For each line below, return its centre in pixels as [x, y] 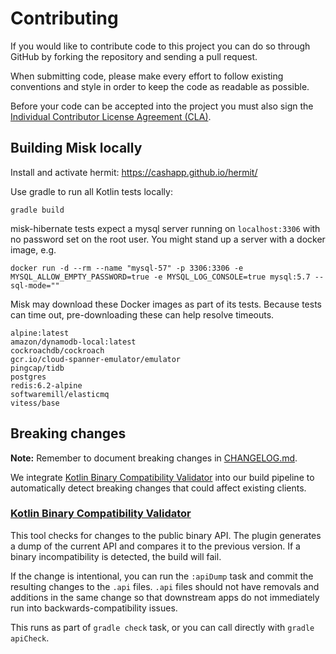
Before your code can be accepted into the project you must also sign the [162, 106]
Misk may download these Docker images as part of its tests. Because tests [166, 304]
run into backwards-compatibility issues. [94, 608]
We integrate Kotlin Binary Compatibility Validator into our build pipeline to [162, 477]
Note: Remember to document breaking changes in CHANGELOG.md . [154, 458]
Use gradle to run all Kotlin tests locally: [91, 191]
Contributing [64, 18]
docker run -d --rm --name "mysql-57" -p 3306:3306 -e [127, 268]
